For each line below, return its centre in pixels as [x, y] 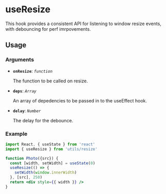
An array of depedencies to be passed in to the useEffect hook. [80, 100]
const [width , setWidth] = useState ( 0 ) [53, 163]
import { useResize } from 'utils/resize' [51, 149]
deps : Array [25, 91]
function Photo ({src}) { [32, 158]
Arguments [20, 60]
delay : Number [27, 111]
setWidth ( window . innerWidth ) [46, 173]
